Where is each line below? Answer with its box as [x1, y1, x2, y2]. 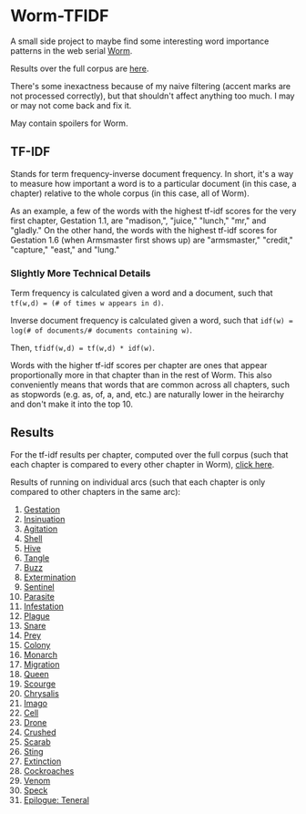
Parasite [23, 591, 56, 602]
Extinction [23, 756, 62, 767]
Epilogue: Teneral [23, 794, 90, 805]
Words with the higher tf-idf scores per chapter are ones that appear [10, 360, 268, 371]
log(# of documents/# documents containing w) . [10, 325, 193, 335]
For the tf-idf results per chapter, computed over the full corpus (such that [10, 448, 289, 460]
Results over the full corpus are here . [10, 63, 149, 74]
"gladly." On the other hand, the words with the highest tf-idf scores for [10, 224, 278, 235]
